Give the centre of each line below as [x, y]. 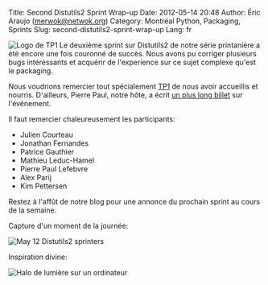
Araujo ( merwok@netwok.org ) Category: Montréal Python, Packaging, [125, 21]
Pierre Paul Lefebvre [54, 169]
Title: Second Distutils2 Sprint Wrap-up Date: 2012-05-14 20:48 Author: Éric [134, 12]
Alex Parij [36, 178]
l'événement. [30, 103]
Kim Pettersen [43, 186]
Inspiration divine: [38, 257]
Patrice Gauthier [47, 152]
